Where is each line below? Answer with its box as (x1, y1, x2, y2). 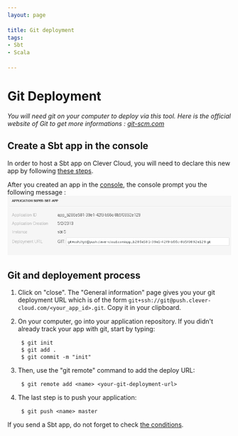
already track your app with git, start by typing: (17, 325, 156, 333)
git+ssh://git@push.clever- (128, 297, 212, 304)
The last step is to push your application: (17, 393, 137, 402)
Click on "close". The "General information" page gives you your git (17, 289, 215, 297)
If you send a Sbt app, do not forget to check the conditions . (7, 420, 184, 429)
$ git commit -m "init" (21, 353, 92, 361)
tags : (7, 34, 23, 41)
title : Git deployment (7, 26, 75, 33)
